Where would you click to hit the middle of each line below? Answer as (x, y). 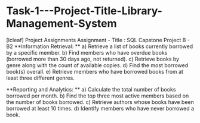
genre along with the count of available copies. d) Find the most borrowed (97, 65)
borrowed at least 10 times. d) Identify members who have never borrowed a (100, 108)
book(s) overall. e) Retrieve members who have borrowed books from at (95, 71)
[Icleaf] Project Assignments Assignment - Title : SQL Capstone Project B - (98, 40)
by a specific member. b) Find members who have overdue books (87, 52)
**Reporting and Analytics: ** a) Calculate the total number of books (91, 89)
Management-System (62, 23)
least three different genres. (40, 78)
